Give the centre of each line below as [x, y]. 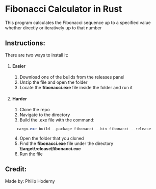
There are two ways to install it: [37, 55]
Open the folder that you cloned [52, 139]
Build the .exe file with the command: [57, 120]
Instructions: [25, 43]
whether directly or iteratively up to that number [53, 27]
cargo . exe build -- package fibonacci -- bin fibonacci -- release [84, 129]
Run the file [31, 154]
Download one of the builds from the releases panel [72, 77]
